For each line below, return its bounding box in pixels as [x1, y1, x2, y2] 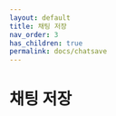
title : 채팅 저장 [9, 22, 68, 31]
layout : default [9, 13, 71, 23]
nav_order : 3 [9, 30, 59, 39]
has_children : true [9, 38, 83, 48]
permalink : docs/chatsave [9, 47, 107, 56]
